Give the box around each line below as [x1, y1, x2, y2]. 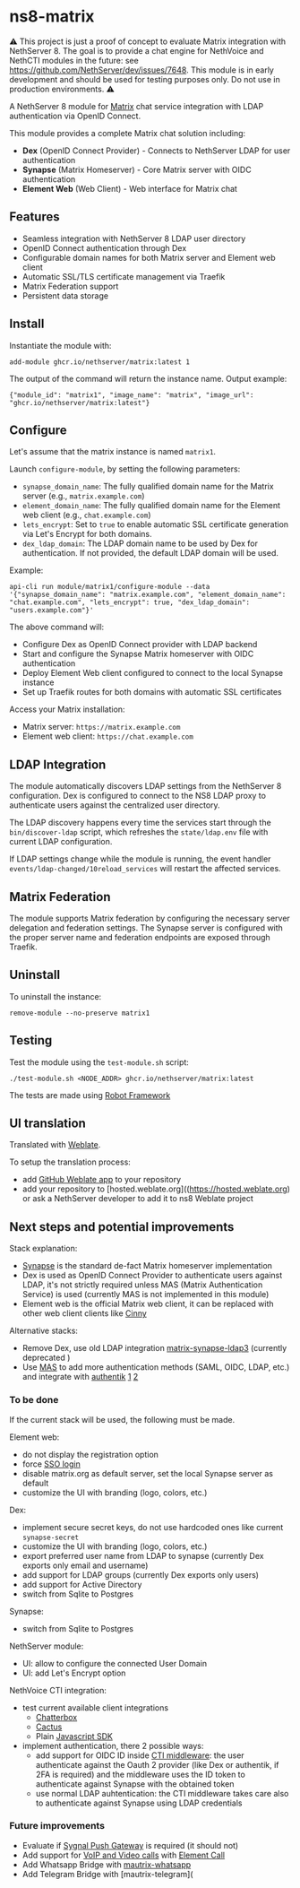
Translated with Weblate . [9, 1139, 101, 1150]
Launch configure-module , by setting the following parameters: [9, 463, 241, 474]
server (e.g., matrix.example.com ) [21, 490, 145, 501]
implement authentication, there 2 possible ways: [21, 1740, 204, 1751]
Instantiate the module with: [9, 340, 112, 351]
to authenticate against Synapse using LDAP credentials [35, 1797, 243, 1808]
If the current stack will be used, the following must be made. [9, 1414, 236, 1425]
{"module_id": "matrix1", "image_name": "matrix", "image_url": [9, 390, 254, 400]
